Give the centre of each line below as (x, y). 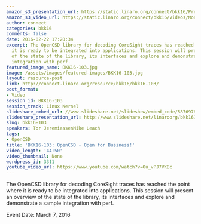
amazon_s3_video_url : (33, 17)
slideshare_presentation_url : (44, 117)
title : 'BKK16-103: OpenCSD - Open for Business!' (71, 145)
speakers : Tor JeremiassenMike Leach (53, 128)
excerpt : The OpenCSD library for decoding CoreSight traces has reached (100, 45)
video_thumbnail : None (34, 156)
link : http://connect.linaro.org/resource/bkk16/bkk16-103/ (83, 84)
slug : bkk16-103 (26, 123)
